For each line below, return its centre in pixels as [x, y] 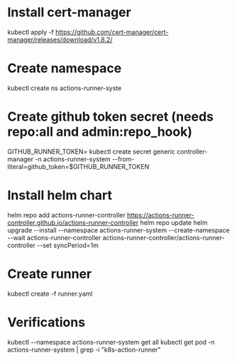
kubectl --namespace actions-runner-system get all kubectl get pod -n [111, 342]
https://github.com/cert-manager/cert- [112, 32]
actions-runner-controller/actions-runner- [164, 237]
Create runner [50, 274]
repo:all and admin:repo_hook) [100, 132]
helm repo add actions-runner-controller [66, 215]
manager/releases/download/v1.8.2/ [60, 39]
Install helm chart [60, 195]
